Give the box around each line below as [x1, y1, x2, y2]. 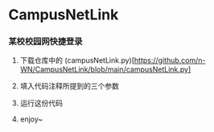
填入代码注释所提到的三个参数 [19, 81, 119, 91]
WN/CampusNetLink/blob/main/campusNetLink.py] [19, 64, 191, 74]
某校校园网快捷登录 [8, 36, 83, 47]
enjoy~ [19, 114, 43, 124]
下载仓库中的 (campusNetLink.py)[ [19, 56, 135, 65]
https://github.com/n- [134, 56, 206, 65]
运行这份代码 [19, 98, 63, 108]
